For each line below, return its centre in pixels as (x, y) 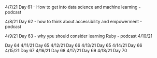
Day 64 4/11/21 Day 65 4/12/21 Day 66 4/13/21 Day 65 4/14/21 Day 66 (74, 45)
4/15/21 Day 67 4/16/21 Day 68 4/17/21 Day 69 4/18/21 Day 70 (66, 51)
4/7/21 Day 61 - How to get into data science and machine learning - (73, 7)
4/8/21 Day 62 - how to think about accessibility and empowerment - (74, 22)
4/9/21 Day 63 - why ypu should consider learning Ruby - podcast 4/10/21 (79, 36)
